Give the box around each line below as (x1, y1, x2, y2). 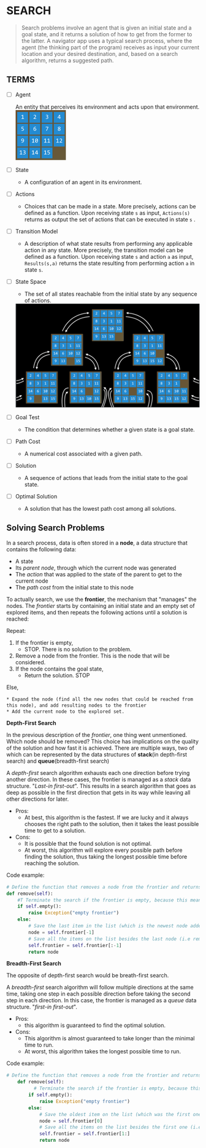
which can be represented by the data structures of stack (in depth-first (6, 750, 188, 758)
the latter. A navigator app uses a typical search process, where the (21, 37, 193, 44)
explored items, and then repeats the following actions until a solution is (6, 608, 188, 616)
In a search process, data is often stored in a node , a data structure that (6, 539, 188, 546)
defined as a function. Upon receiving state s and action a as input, (24, 253, 194, 260)
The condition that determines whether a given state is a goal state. (24, 425, 195, 433)
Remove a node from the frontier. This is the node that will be (15, 652, 170, 659)
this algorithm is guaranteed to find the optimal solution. (24, 1021, 166, 1029)
